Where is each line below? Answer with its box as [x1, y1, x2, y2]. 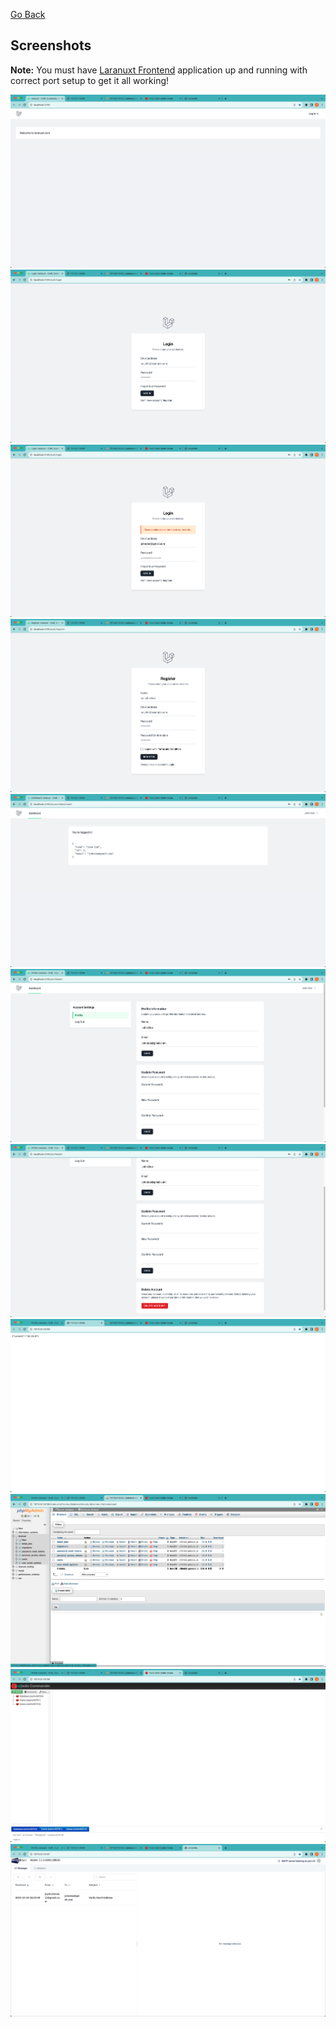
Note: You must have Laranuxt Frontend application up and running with [10, 64, 308, 76]
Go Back [10, 9, 46, 20]
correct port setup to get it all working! [10, 74, 170, 86]
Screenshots [10, 37, 92, 54]
